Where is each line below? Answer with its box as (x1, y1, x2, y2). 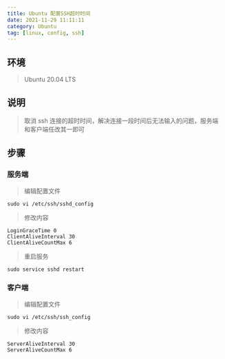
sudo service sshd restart (7, 266, 85, 273)
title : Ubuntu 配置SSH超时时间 (7, 10, 91, 17)
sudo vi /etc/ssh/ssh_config (7, 314, 91, 320)
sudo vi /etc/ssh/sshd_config (7, 201, 94, 207)
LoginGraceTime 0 (7, 227, 57, 234)
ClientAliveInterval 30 (7, 233, 76, 240)
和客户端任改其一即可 (23, 125, 85, 133)
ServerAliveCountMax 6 (7, 346, 72, 353)
